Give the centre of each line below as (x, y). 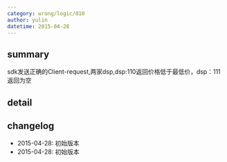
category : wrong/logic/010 (46, 13)
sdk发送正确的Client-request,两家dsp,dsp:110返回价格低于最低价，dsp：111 (114, 72)
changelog (31, 126)
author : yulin (28, 20)
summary (28, 54)
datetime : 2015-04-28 (38, 26)
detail (20, 102)
